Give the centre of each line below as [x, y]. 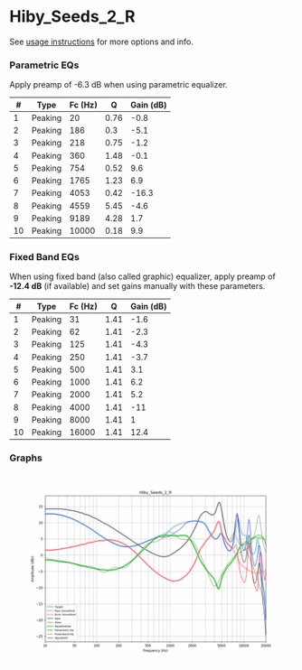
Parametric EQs [44, 65]
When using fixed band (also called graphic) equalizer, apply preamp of [142, 276]
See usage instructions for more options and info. [102, 42]
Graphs [26, 458]
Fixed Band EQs [44, 256]
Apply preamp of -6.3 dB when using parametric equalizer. [118, 85]
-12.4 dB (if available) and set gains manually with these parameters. [137, 286]
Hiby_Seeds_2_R [72, 17]
